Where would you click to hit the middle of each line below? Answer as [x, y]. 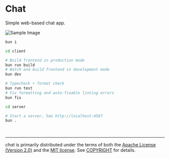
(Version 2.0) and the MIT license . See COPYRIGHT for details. [70, 150]
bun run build [20, 65]
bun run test [19, 88]
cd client [16, 51]
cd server [16, 107]
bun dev [13, 74]
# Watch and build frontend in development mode [57, 70]
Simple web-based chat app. [35, 23]
